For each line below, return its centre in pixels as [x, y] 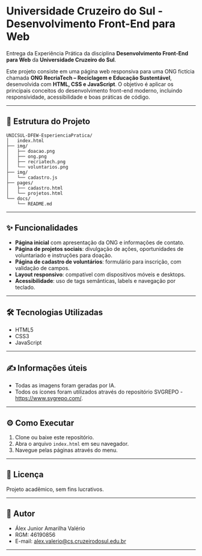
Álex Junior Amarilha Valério [50, 528]
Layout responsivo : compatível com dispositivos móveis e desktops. [100, 274]
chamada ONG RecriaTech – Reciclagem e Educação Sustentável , [89, 78]
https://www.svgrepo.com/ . [49, 398]
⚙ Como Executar [40, 423]
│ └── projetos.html [35, 193]
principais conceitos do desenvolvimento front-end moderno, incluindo [94, 90]
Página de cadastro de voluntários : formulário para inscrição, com [98, 261]
